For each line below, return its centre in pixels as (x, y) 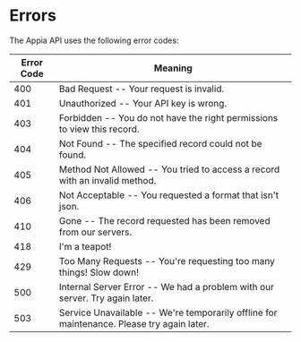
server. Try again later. (106, 298)
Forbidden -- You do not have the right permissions (168, 117)
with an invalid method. (107, 180)
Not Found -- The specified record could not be (160, 143)
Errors (33, 16)
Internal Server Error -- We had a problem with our (167, 286)
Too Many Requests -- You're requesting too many (167, 261)
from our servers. (95, 232)
